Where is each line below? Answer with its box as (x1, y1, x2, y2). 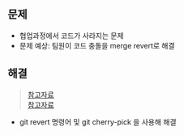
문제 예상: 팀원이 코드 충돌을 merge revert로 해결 (19, 40, 175, 50)
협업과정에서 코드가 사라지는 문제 (19, 31, 124, 40)
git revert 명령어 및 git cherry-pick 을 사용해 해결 (19, 116, 177, 127)
